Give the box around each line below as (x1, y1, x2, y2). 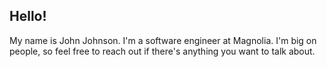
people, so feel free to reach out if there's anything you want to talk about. (9, 45, 316, 57)
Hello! (9, 8, 47, 25)
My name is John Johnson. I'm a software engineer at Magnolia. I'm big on (9, 34, 317, 46)
